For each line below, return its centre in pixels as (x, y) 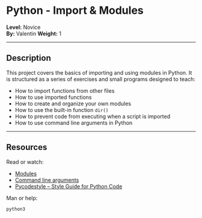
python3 (16, 209)
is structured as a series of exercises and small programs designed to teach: (101, 79)
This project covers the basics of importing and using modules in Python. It (99, 72)
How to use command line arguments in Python (74, 123)
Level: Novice (23, 27)
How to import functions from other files (65, 90)
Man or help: (22, 198)
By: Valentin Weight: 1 (34, 33)
